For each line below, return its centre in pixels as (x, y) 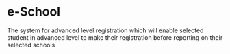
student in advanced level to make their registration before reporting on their (115, 37)
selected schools (31, 45)
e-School (34, 12)
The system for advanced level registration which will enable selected (105, 30)
